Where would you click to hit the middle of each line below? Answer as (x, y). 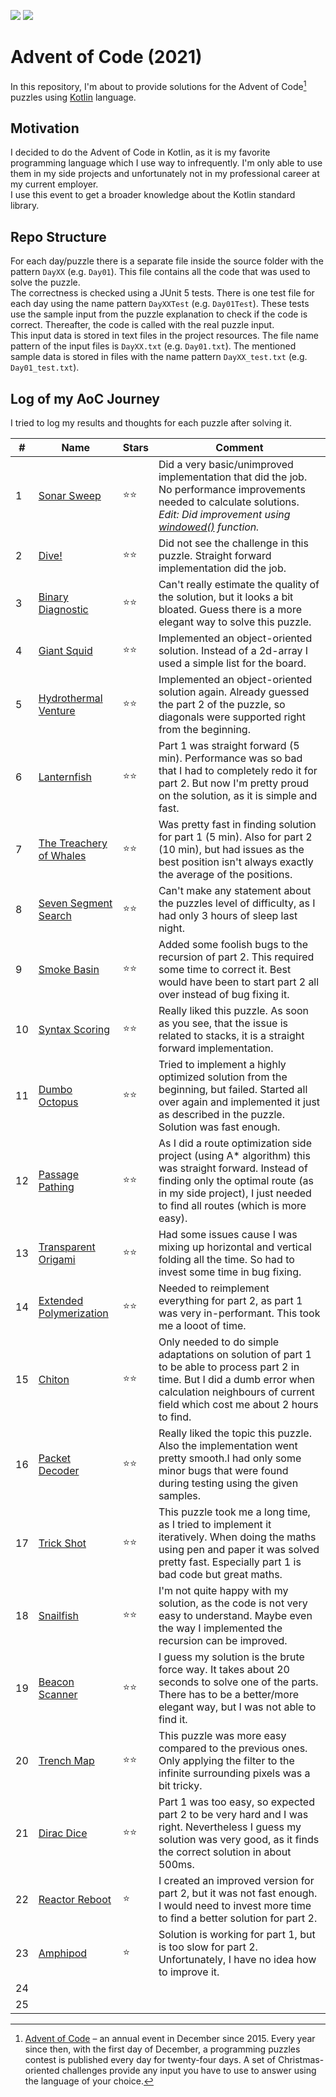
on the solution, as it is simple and (238, 796)
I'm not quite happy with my (223, 1591)
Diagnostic (63, 610)
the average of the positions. (225, 875)
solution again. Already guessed (234, 692)
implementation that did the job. (233, 477)
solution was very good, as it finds (239, 1840)
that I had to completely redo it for (238, 771)
